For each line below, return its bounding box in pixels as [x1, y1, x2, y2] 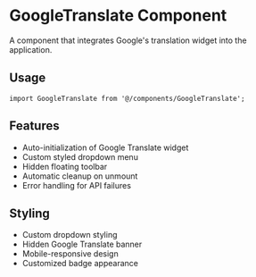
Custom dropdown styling [21, 230, 118, 240]
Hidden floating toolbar [21, 161, 108, 172]
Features [9, 118, 60, 134]
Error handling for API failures [21, 180, 132, 190]
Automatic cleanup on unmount [21, 171, 138, 181]
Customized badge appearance [21, 258, 138, 269]
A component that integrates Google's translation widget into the [9, 35, 247, 46]
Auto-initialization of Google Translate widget [21, 142, 189, 153]
